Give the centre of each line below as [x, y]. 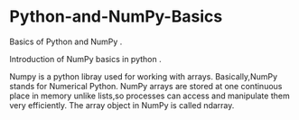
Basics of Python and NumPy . [66, 42]
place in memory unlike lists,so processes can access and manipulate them [150, 96]
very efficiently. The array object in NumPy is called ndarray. [122, 105]
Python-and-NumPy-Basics [116, 17]
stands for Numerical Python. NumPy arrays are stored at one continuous [146, 86]
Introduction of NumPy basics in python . [85, 59]
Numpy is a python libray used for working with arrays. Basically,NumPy [144, 76]
